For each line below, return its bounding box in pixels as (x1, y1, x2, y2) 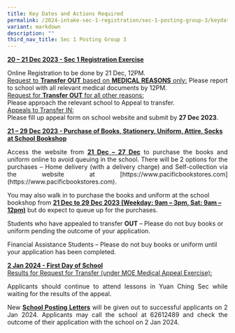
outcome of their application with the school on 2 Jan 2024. (7, 318, 180, 327)
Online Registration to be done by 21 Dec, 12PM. (7, 69, 145, 77)
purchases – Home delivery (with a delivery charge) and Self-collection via (7, 163, 228, 171)
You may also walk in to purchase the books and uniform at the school (7, 191, 210, 200)
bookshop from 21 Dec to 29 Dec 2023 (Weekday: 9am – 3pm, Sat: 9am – (7, 198, 222, 207)
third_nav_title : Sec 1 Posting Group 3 (7, 36, 127, 43)
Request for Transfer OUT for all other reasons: (7, 91, 145, 100)
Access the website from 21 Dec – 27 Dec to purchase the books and (7, 148, 228, 156)
